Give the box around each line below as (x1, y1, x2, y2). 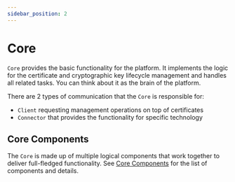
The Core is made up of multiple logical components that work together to (7, 152, 220, 160)
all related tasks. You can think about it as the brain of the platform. (7, 78, 201, 87)
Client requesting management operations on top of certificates (17, 106, 204, 114)
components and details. (7, 167, 79, 175)
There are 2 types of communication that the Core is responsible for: (7, 92, 205, 100)
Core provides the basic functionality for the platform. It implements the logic (7, 64, 229, 72)
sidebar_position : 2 (7, 10, 68, 17)
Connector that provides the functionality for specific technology (17, 113, 203, 121)
